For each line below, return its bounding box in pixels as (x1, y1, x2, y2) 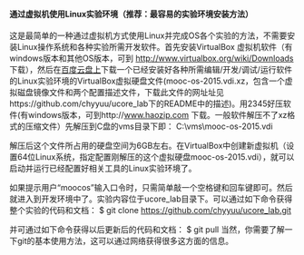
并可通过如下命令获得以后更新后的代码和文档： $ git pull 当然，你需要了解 (9, 224, 285, 235)
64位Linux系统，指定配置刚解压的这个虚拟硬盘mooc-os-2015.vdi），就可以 (16, 152, 295, 162)
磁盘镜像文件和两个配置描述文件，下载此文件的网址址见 (16, 87, 224, 98)
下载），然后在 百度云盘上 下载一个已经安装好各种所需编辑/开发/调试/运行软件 (9, 64, 293, 75)
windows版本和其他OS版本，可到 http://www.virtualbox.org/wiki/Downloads (9, 53, 294, 64)
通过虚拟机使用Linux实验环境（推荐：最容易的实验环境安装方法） (9, 8, 254, 19)
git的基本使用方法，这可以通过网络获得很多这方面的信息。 (16, 236, 234, 247)
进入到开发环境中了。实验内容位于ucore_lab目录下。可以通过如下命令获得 (16, 193, 293, 204)
